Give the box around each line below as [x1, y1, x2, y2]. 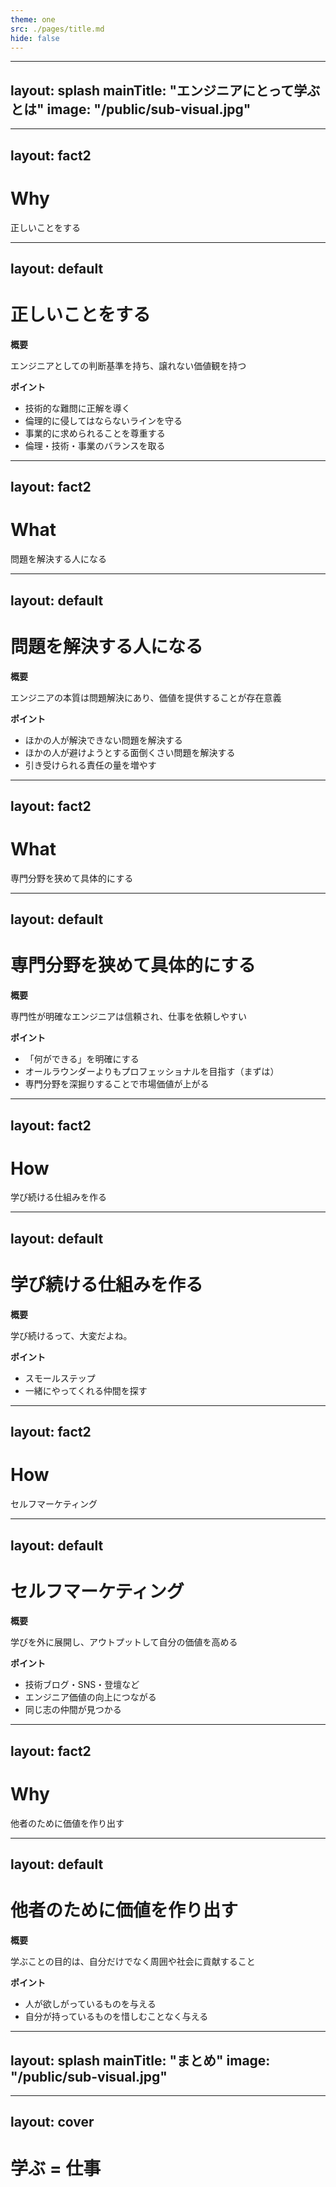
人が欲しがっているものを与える [24, 1998, 157, 2010]
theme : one [10, 14, 56, 25]
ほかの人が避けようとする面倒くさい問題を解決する [24, 746, 236, 758]
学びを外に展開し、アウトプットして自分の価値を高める [10, 1636, 238, 1648]
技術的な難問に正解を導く [24, 402, 131, 414]
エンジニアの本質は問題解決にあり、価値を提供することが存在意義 [10, 691, 282, 703]
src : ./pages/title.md [10, 24, 105, 34]
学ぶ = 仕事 [10, 2157, 102, 2180]
